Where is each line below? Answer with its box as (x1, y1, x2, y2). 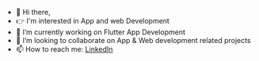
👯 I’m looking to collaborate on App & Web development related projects (15, 36, 251, 45)
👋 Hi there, (15, 8, 51, 16)
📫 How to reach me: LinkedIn (15, 45, 113, 54)
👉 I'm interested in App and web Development (15, 16, 170, 25)
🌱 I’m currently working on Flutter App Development (15, 27, 186, 37)
